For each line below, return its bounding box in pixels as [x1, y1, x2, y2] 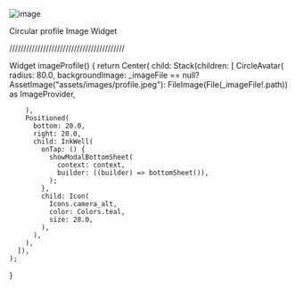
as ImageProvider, [9, 89, 76, 99]
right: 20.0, [32, 129, 82, 138]
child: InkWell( [32, 137, 94, 146]
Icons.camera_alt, [48, 200, 118, 209]
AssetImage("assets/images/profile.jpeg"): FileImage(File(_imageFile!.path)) [9, 79, 288, 89]
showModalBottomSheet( [48, 153, 134, 161]
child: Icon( [41, 192, 90, 201]
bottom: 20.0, [32, 121, 86, 130]
